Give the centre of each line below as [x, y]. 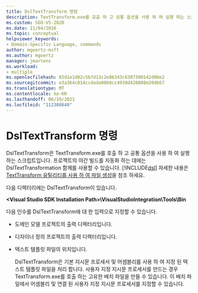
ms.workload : [22, 66]
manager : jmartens [29, 61]
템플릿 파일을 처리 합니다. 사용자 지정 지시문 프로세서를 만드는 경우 [102, 269]
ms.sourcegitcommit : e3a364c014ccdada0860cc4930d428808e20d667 [85, 83]
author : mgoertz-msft [33, 50]
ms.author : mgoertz [30, 55]
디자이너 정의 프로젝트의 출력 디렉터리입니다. [66, 237]
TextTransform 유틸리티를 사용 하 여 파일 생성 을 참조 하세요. [76, 175]
